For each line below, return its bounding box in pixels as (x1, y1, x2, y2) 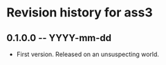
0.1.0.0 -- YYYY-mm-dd (6, 32, 112, 44)
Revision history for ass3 (6, 5, 153, 21)
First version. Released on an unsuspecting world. (16, 50, 160, 58)
